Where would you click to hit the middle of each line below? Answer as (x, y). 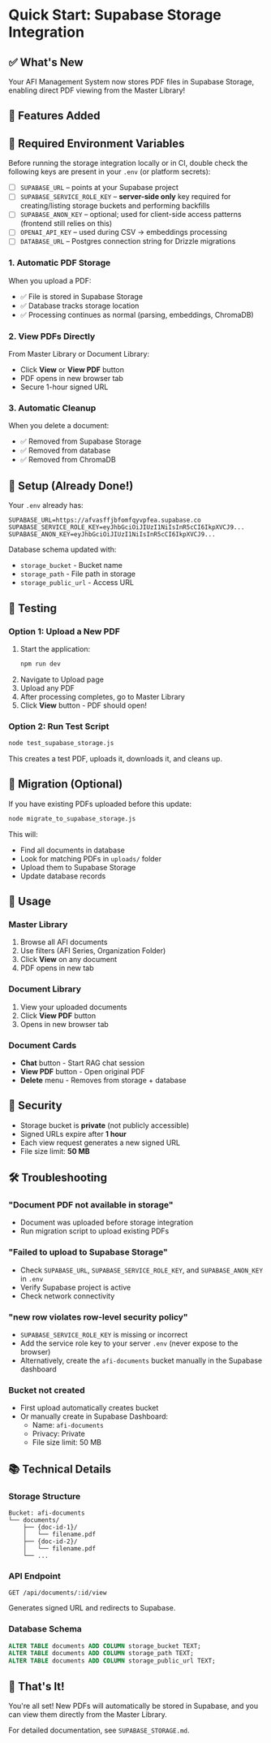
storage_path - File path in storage (78, 574)
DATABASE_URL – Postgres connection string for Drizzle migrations (128, 241)
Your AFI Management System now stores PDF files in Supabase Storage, (131, 82)
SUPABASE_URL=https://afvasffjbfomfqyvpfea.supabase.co (105, 520)
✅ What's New (46, 62)
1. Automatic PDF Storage (60, 263)
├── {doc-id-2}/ (51, 1541)
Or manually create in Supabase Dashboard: (94, 1416)
